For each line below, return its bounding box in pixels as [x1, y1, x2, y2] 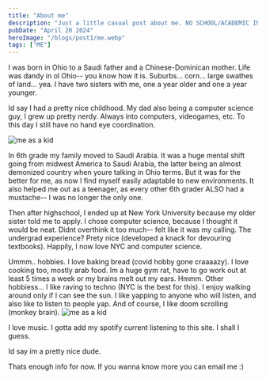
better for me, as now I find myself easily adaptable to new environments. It [8, 176, 255, 186]
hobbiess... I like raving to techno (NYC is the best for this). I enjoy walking [8, 282, 251, 292]
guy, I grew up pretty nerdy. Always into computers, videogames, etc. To [8, 112, 245, 121]
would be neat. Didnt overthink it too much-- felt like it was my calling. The [8, 225, 252, 234]
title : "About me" [8, 11, 69, 20]
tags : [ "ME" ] [8, 41, 51, 49]
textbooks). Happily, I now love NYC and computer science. [8, 242, 203, 252]
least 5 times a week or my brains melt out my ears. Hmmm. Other [8, 274, 224, 283]
